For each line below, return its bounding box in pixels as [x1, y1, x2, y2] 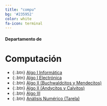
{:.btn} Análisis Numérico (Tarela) [12, 95, 80, 101]
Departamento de [5, 36, 42, 42]
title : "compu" [5, 7, 36, 12]
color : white [5, 16, 32, 21]
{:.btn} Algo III [12, 90, 41, 96]
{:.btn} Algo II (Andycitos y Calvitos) [12, 85, 85, 91]
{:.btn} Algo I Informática [12, 69, 62, 75]
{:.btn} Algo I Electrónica [12, 75, 62, 80]
